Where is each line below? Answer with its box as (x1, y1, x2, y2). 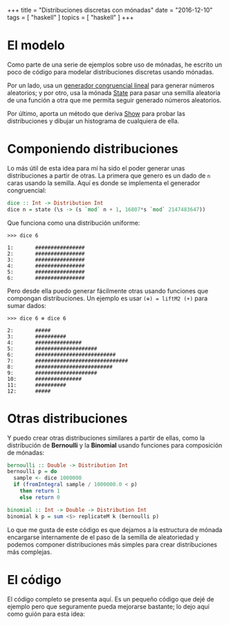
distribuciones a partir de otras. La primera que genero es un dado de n (7, 171, 211, 180)
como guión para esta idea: (7, 610, 85, 618)
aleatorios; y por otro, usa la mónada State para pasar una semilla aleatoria (7, 88, 221, 96)
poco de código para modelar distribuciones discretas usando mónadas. (7, 67, 214, 76)
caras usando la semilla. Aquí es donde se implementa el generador (7, 178, 201, 187)
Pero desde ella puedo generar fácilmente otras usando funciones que (7, 286, 209, 295)
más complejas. (7, 547, 52, 556)
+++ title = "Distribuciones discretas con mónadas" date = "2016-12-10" (7, 6, 213, 14)
